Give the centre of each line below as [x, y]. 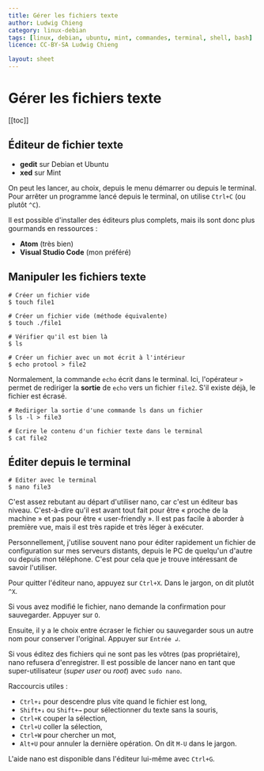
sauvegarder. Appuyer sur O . [55, 615]
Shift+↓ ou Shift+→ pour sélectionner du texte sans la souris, [119, 710]
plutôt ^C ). [25, 204]
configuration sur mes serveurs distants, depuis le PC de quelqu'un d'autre [130, 551]
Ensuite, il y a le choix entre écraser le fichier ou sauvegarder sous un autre [131, 630]
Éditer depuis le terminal [70, 462]
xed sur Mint [40, 172]
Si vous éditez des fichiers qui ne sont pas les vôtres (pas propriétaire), [124, 654]
